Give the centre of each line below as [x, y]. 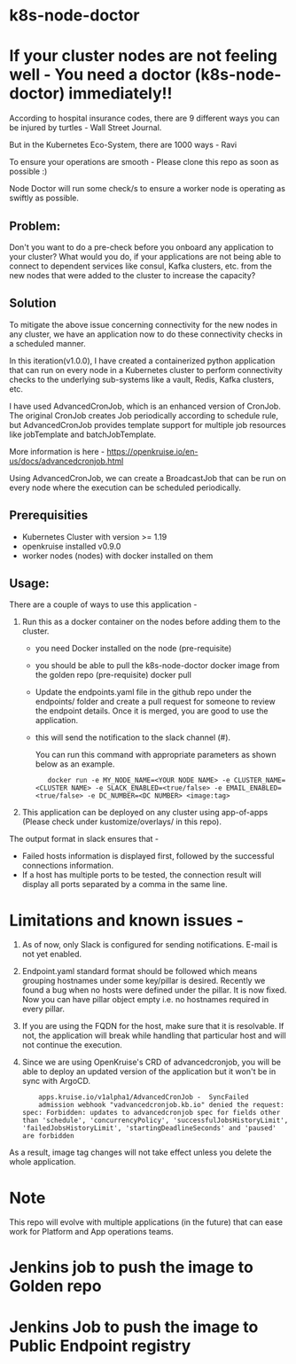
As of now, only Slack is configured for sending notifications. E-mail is [150, 945]
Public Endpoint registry [100, 1346]
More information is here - [57, 451]
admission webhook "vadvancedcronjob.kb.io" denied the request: [162, 1105]
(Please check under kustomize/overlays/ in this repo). [121, 822]
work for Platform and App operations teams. [92, 1232]
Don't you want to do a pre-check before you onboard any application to [141, 247]
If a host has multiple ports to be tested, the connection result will [141, 875]
